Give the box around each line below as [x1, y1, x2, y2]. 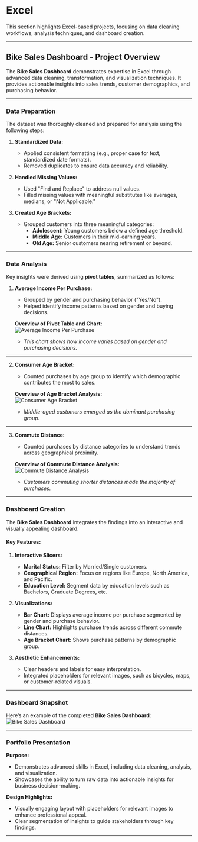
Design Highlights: [6, 793, 53, 801]
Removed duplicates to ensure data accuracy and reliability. [23, 162, 169, 169]
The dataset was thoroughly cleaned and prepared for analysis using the [6, 121, 183, 128]
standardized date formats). [23, 156, 91, 163]
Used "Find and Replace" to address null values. [23, 185, 141, 192]
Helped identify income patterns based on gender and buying [23, 302, 174, 309]
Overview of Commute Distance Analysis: [14, 461, 120, 468]
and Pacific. [23, 575, 53, 583]
